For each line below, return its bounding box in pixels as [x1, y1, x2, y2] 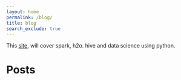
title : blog [6, 20, 36, 26]
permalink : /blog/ [6, 14, 53, 20]
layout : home [6, 8, 39, 15]
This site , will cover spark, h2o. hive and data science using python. [6, 42, 176, 49]
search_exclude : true [6, 25, 61, 32]
